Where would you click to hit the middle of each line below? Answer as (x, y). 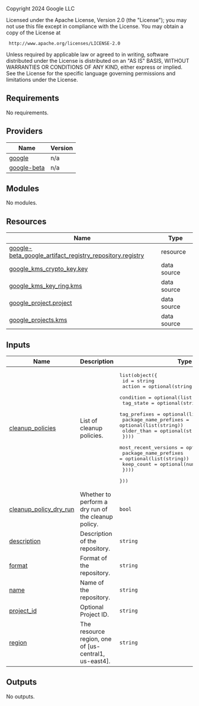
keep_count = (140, 464)
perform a (94, 502)
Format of (94, 558)
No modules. (22, 203)
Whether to (95, 494)
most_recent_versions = (151, 448)
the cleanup (97, 517)
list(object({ (138, 376)
